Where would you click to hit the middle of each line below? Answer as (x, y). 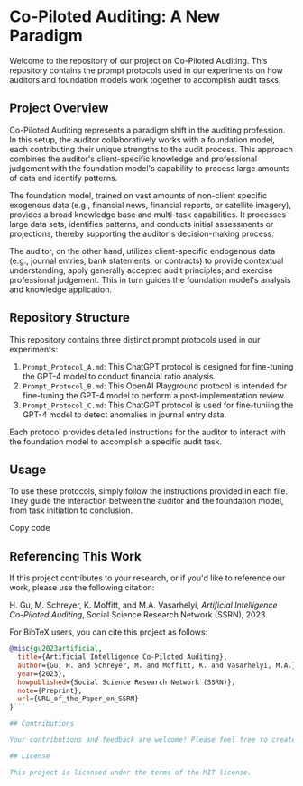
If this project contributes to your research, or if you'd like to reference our (147, 578)
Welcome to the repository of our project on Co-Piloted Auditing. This (138, 60)
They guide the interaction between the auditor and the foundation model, (147, 501)
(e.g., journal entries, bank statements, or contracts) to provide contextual (147, 260)
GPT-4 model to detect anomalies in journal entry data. (124, 414)
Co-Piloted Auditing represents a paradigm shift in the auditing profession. (147, 130)
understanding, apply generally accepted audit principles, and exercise (141, 270)
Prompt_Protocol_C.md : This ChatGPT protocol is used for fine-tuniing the (158, 405)
